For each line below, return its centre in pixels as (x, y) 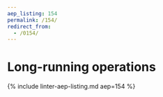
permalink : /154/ (32, 20)
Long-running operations (82, 67)
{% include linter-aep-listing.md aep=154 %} (71, 87)
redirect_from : (29, 26)
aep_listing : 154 (32, 14)
